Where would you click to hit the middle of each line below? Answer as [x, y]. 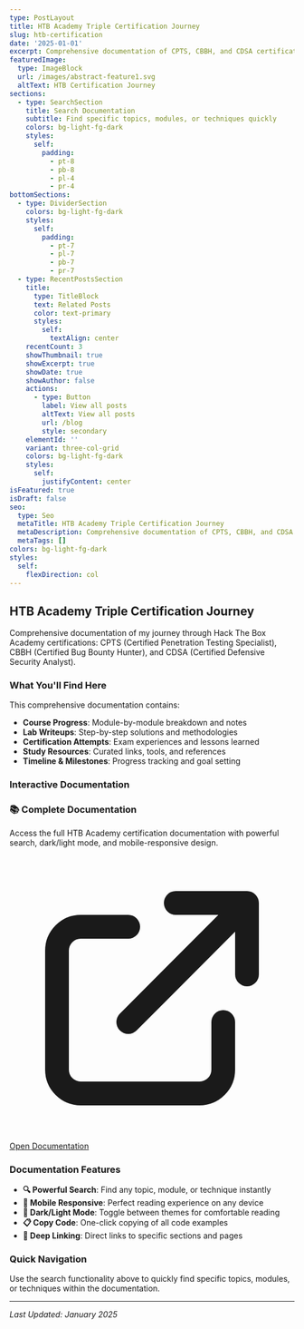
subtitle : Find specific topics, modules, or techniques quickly [152, 119]
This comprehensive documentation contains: [95, 705]
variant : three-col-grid [72, 448]
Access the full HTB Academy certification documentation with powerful [144, 833]
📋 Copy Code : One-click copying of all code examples [125, 1222]
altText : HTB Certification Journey [86, 85]
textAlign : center [84, 338]
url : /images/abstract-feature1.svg [86, 77]
